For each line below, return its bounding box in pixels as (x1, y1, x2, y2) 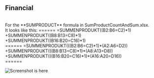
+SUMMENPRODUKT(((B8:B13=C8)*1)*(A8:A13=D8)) (5, 48, 113, 54)
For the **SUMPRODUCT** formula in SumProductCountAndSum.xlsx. (5, 22, 150, 28)
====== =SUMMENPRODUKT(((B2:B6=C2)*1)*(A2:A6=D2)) (5, 42, 128, 48)
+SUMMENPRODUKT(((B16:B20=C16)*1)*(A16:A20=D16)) (5, 53, 122, 59)
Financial (5, 4, 34, 12)
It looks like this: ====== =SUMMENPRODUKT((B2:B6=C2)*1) (5, 27, 132, 33)
